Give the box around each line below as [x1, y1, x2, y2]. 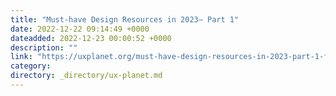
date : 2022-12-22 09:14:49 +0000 [10, 24, 150, 34]
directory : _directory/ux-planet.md [10, 71, 163, 81]
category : [10, 61, 52, 71]
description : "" [10, 42, 78, 53]
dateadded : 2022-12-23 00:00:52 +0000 [10, 33, 172, 43]
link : [10, 52, 33, 62]
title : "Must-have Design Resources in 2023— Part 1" [10, 14, 240, 25]
